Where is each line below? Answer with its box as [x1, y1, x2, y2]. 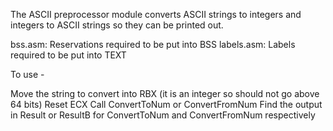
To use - [10, 69, 45, 80]
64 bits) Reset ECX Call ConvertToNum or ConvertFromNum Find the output [10, 99, 323, 110]
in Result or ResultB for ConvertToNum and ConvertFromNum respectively [10, 109, 316, 121]
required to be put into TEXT [10, 49, 127, 61]
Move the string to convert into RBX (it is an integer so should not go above [10, 88, 320, 99]
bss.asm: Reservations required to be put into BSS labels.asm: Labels [10, 39, 296, 50]
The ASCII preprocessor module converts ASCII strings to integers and [10, 9, 302, 20]
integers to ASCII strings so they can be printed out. [10, 19, 224, 31]
